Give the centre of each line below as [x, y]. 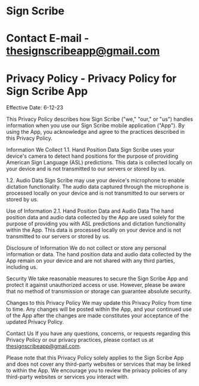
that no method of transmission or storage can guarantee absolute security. [99, 292]
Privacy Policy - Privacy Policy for [91, 78]
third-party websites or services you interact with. [68, 377]
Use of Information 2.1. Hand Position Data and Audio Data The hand [90, 211]
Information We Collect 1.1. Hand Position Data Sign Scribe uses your [90, 150]
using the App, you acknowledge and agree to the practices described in [96, 132]
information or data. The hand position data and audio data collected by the [99, 255]
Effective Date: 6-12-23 [35, 108]
